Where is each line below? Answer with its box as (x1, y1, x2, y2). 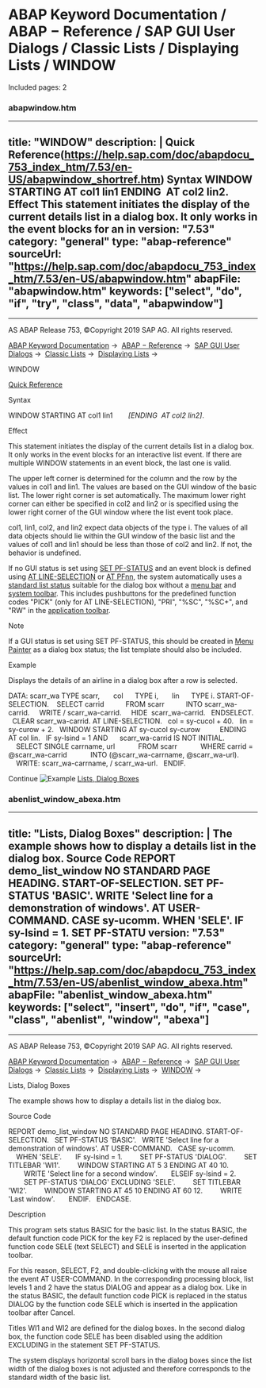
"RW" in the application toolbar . (8, 606, 111, 615)
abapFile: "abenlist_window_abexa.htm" (8, 988, 213, 1001)
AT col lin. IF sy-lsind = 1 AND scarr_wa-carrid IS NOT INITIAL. (8, 733, 225, 743)
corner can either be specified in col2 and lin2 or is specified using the (8, 499, 239, 509)
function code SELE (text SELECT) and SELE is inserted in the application (8, 1242, 247, 1251)
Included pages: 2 (8, 82, 67, 92)
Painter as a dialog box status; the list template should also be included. (8, 645, 242, 654)
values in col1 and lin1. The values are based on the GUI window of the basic (8, 482, 257, 492)
